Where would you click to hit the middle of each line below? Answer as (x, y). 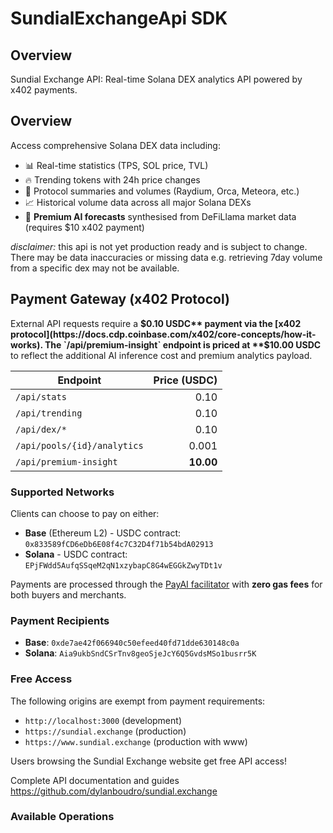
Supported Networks (62, 492)
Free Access (41, 679)
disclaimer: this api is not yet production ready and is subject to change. (159, 246)
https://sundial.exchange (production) (105, 731)
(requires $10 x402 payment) (84, 227)
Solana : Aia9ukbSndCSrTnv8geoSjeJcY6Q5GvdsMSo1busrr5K (140, 653)
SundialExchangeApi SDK (119, 18)
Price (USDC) (185, 380)
